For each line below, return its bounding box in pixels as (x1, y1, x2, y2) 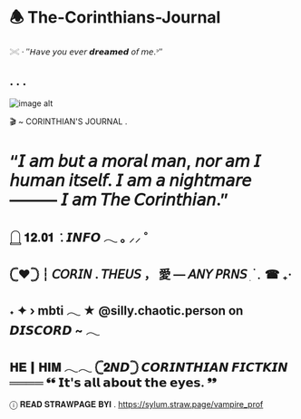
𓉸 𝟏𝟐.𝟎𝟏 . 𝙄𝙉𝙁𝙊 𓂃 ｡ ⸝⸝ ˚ (9, 230, 149, 246)
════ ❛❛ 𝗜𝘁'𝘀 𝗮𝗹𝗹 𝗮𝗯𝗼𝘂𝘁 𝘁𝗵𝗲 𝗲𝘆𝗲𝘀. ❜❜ (9, 375, 218, 390)
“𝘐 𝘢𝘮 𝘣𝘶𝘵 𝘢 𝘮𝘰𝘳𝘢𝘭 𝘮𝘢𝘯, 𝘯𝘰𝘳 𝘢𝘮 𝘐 (9, 151, 261, 171)
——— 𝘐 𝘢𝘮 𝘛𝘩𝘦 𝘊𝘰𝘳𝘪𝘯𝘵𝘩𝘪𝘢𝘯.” (9, 190, 229, 209)
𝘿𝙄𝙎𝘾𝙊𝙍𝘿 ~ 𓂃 (9, 323, 100, 338)
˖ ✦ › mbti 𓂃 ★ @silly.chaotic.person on (9, 303, 244, 318)
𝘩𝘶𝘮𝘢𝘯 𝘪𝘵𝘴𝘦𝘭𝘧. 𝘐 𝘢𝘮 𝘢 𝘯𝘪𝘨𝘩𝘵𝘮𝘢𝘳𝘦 (9, 170, 252, 190)
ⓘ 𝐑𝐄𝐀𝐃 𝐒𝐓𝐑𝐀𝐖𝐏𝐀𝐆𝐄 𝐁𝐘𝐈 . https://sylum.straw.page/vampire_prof (9, 398, 264, 409)
